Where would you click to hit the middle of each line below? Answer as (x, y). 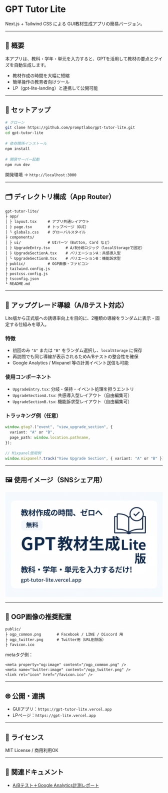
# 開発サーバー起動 (22, 159)
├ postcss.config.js (27, 274)
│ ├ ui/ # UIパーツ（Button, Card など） (58, 243)
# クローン (15, 122)
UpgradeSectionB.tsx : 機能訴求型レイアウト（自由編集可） (72, 401)
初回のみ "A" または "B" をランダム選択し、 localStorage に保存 (77, 350)
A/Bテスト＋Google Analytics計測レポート (55, 785)
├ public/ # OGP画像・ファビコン (47, 264)
